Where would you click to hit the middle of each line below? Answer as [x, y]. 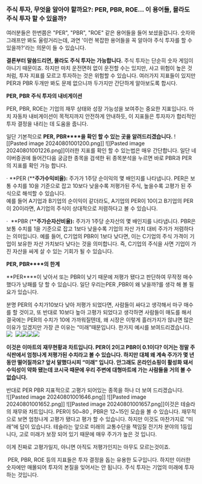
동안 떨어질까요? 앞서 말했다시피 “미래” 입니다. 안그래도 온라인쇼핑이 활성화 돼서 [99, 362]
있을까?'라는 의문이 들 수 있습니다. [46, 48]
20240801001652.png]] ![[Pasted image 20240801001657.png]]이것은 [93, 404]
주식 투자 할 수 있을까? [37, 18]
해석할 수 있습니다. [44, 193]
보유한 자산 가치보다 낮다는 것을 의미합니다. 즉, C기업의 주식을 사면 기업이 [103, 244]
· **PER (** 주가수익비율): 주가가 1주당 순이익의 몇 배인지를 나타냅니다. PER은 [97, 178]
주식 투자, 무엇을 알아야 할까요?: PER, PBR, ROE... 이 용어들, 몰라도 [98, 9]
